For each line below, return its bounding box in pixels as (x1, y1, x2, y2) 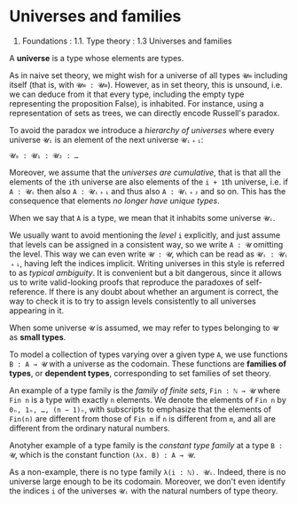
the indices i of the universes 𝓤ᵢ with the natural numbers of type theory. (9, 485, 278, 496)
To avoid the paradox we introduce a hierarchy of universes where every (9, 124, 275, 135)
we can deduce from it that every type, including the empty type (9, 89, 245, 99)
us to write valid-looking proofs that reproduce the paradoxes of (9, 277, 244, 288)
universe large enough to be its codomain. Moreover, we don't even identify (9, 476, 286, 486)
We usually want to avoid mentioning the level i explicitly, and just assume (9, 229, 281, 241)
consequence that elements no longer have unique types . (9, 195, 220, 206)
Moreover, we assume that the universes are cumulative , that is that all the (9, 167, 281, 178)
